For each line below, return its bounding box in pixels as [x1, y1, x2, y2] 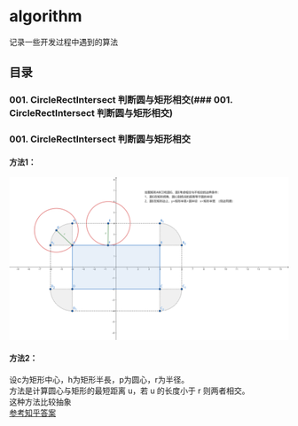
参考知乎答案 [9, 407, 56, 418]
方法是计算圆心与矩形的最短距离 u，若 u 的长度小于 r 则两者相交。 [9, 385, 250, 396]
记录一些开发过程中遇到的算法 [9, 36, 118, 47]
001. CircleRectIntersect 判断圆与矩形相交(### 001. [9, 94, 233, 106]
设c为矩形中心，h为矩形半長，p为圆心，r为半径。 [9, 374, 190, 384]
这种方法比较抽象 [9, 396, 72, 407]
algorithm [9, 6, 82, 27]
